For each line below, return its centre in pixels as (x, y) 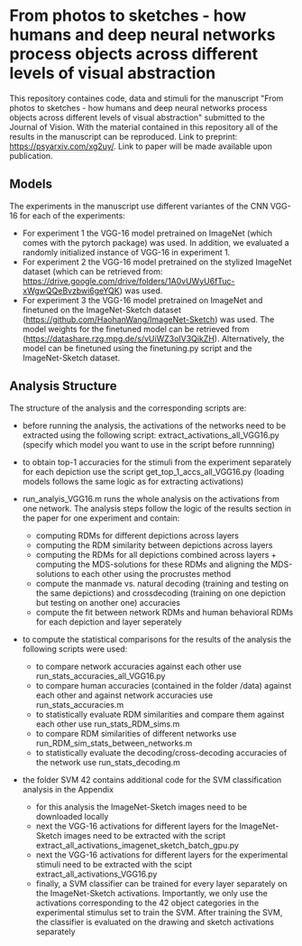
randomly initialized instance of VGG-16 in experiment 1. (126, 252)
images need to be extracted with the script (145, 835)
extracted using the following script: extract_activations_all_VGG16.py (151, 435)
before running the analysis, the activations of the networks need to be (154, 425)
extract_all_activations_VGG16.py (96, 874)
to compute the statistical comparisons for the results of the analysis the (157, 639)
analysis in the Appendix (68, 789)
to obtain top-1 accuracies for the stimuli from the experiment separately (157, 462)
